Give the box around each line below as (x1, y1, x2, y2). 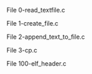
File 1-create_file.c (6, 19, 59, 27)
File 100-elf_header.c (6, 59, 66, 68)
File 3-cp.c (6, 46, 37, 54)
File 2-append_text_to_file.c (6, 33, 86, 41)
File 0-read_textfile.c (6, 6, 66, 14)
